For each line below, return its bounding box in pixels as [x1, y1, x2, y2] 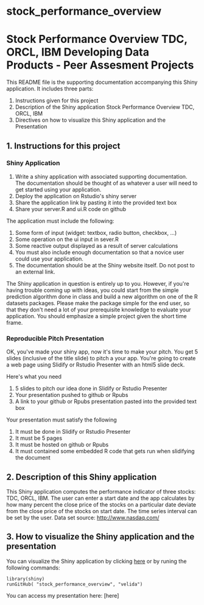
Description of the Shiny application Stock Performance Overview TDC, [15, 103, 195, 111]
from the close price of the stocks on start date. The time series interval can [6, 507, 197, 514]
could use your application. [15, 255, 84, 262]
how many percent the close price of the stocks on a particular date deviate [6, 500, 197, 508]
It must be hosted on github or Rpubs [15, 441, 109, 448]
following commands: [6, 564, 60, 571]
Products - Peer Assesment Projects [6, 58, 194, 72]
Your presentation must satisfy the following [6, 416, 117, 423]
